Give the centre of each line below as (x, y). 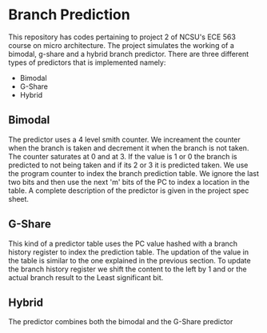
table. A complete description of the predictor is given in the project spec (129, 191)
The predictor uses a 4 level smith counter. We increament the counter (125, 139)
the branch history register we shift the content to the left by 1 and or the (128, 269)
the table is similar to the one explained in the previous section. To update (130, 260)
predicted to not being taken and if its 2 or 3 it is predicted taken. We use (128, 165)
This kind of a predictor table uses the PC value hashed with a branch (123, 243)
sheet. (19, 199)
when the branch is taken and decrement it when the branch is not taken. (129, 148)
